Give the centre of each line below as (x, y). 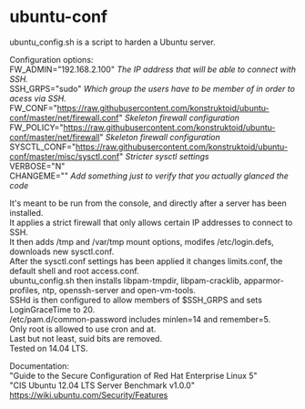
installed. (26, 212)
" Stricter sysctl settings (164, 156)
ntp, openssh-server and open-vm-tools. (119, 290)
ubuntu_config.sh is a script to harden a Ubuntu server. (112, 42)
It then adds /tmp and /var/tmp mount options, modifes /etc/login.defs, (142, 241)
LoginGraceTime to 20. (52, 309)
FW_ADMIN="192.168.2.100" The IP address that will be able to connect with (152, 69)
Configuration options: (51, 59)
